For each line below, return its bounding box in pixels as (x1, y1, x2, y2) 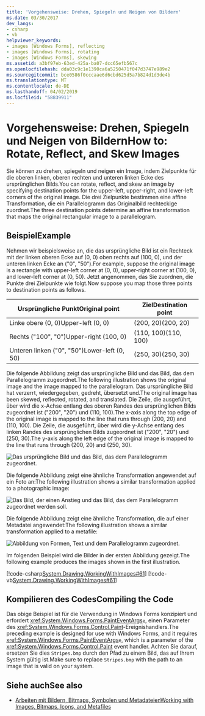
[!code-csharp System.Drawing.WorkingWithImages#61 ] (6, 569, 147, 577)
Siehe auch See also (6, 680, 83, 690)
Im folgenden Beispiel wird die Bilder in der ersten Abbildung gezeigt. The (6, 551, 190, 558)
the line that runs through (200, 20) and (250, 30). (6, 441, 132, 448)
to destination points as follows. (6, 286, 87, 293)
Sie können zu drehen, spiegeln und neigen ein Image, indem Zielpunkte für (6, 167, 197, 175)
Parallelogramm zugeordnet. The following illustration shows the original (6, 376, 187, 383)
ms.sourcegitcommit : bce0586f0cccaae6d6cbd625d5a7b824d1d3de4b (6, 72, 171, 78)
